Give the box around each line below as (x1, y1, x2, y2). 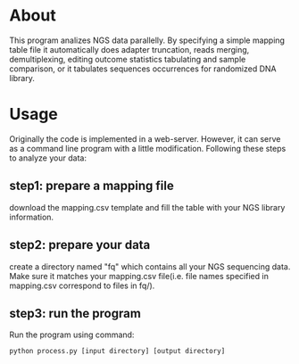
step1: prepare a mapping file (9, 178, 174, 194)
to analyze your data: (9, 153, 87, 163)
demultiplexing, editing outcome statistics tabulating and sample (9, 54, 246, 64)
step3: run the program (9, 305, 141, 321)
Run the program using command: (9, 329, 135, 340)
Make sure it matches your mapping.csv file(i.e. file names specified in (9, 270, 270, 281)
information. (9, 211, 54, 222)
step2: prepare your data (9, 237, 151, 252)
